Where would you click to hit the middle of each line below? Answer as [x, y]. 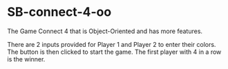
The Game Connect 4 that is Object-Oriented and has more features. [105, 31]
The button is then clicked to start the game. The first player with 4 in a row [114, 52]
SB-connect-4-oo [59, 12]
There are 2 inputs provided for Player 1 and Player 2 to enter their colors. [112, 44]
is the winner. [26, 59]
